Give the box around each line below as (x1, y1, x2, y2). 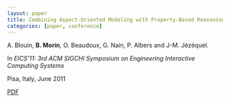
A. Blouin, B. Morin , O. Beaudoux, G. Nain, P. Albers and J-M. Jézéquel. (7, 41, 209, 50)
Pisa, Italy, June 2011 (7, 75, 66, 83)
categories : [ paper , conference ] (7, 22, 103, 29)
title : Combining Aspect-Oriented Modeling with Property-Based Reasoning (7, 16, 225, 23)
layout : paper (7, 10, 48, 17)
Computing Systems (7, 62, 64, 70)
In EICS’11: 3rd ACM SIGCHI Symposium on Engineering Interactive (7, 54, 196, 63)
